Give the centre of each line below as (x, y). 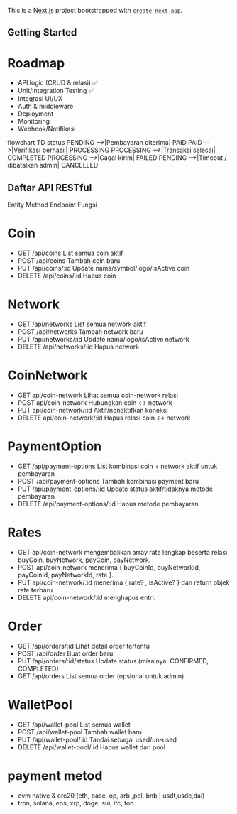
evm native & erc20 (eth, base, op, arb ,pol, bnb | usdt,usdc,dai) (111, 796)
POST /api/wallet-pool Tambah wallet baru (79, 732)
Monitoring (33, 121)
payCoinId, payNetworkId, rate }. (66, 575)
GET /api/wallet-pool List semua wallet (74, 725)
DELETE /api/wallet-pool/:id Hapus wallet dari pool (91, 747)
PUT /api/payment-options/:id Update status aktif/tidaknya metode (115, 489)
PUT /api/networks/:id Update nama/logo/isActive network (103, 340)
